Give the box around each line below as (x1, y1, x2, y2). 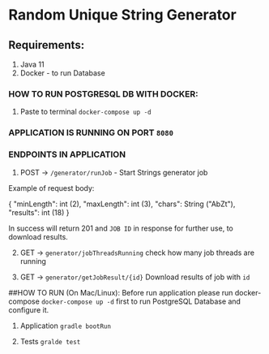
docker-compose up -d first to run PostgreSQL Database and (41, 296, 241, 306)
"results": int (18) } (8, 207, 70, 217)
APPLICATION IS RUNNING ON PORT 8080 (8, 127, 174, 139)
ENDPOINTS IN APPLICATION (8, 149, 126, 160)
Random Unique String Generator (8, 6, 237, 24)
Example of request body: (8, 183, 95, 192)
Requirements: (8, 38, 85, 52)
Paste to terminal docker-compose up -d (19, 107, 152, 117)
